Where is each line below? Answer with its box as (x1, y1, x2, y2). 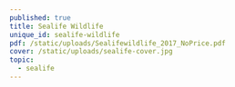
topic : (9, 55, 35, 64)
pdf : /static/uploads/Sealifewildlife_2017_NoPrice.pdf (9, 38, 226, 48)
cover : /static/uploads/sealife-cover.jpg (9, 47, 173, 56)
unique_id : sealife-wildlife (9, 30, 120, 39)
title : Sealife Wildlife (9, 22, 104, 31)
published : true (9, 13, 71, 23)
